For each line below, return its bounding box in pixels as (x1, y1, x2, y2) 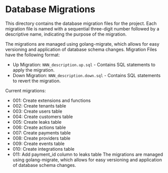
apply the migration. (12, 67, 55, 73)
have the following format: (5, 52, 60, 58)
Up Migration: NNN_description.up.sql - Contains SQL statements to (12, 61, 156, 67)
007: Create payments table (12, 129, 71, 135)
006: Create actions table (12, 124, 66, 130)
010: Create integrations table (12, 146, 75, 152)
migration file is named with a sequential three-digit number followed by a (5, 25, 160, 31)
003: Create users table (12, 108, 62, 114)
